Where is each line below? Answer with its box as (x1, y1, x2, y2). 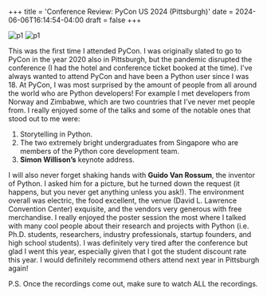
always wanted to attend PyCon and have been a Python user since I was (8, 72, 249, 81)
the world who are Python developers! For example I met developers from (8, 89, 250, 98)
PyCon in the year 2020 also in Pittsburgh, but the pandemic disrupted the (8, 55, 253, 64)
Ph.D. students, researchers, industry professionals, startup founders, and (8, 230, 252, 239)
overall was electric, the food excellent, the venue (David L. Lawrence (8, 195, 238, 205)
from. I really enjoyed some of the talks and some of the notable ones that (8, 105, 251, 115)
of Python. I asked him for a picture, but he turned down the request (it (8, 179, 241, 188)
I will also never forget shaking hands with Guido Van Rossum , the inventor (8, 171, 256, 180)
